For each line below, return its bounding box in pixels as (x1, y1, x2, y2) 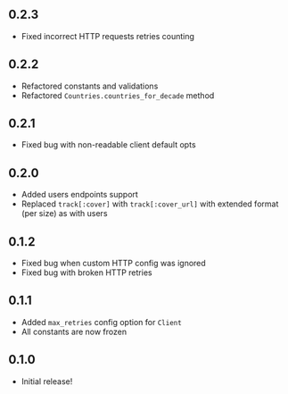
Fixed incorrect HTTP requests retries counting (21, 30, 195, 41)
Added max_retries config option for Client (21, 316, 182, 327)
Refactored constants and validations (21, 80, 159, 91)
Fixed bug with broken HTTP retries (21, 267, 152, 278)
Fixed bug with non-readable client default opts (21, 139, 197, 150)
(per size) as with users (21, 208, 108, 219)
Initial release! (21, 375, 73, 387)
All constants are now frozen (21, 326, 127, 337)
